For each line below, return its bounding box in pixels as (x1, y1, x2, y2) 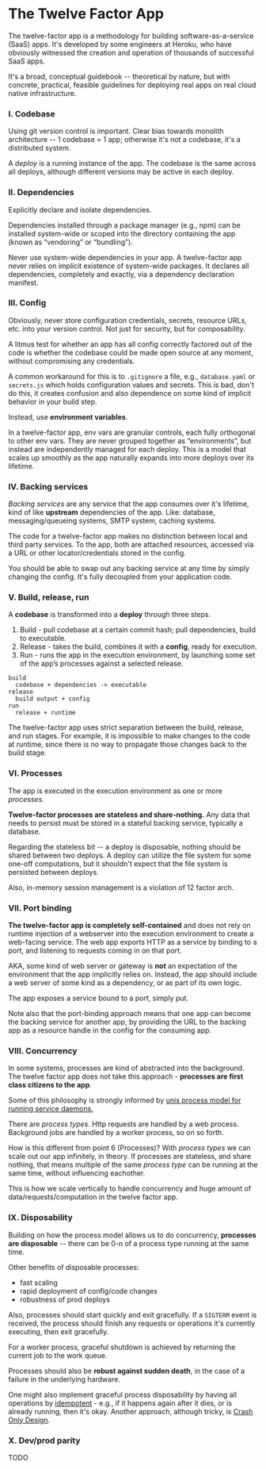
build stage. (8, 748, 47, 758)
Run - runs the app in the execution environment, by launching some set (19, 650, 256, 660)
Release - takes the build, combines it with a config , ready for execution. (19, 642, 257, 651)
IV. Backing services (8, 481, 89, 492)
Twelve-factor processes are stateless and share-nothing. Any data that (8, 810, 250, 819)
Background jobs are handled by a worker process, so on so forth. (8, 1128, 224, 1137)
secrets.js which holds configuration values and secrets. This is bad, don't (8, 380, 255, 389)
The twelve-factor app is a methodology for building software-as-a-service (8, 31, 254, 40)
